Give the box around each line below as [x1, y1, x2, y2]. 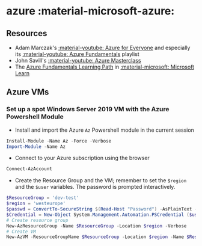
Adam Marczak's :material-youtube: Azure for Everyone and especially [14, 44, 191, 51]
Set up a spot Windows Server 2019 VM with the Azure [6, 105, 170, 114]
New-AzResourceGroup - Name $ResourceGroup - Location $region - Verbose [6, 223, 187, 229]
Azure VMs [6, 87, 49, 97]
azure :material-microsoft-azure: [6, 4, 175, 18]
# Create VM [6, 229, 36, 235]
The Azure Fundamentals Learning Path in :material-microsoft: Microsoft [14, 63, 194, 70]
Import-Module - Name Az [6, 143, 66, 150]
